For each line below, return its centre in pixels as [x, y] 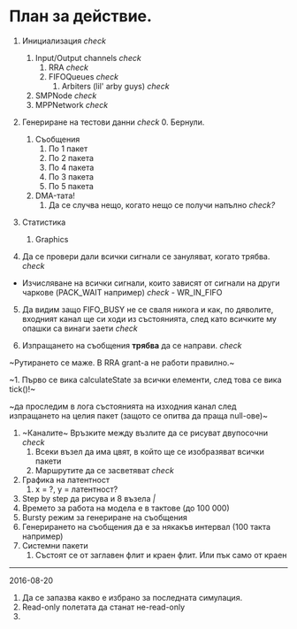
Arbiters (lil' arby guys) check [115, 86]
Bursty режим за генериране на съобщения [104, 517]
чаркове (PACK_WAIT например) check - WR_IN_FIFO [122, 292]
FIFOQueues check [84, 76]
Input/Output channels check [88, 58]
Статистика [44, 222]
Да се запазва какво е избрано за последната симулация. [132, 597]
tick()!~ [23, 389]
